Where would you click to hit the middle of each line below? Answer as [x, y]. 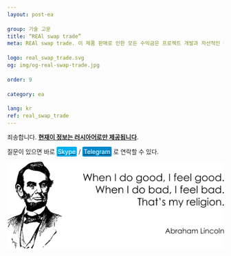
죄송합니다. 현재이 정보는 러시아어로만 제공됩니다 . [73, 137]
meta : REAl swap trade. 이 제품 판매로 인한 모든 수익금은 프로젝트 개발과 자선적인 [114, 44]
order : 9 [20, 80]
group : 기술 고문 [29, 29]
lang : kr [20, 109]
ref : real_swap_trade [38, 116]
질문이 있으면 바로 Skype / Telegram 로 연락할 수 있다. [83, 152]
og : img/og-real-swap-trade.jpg [53, 65]
